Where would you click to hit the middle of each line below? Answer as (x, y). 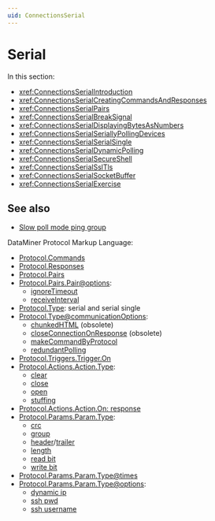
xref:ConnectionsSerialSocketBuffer (77, 175)
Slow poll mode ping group (63, 227)
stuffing (43, 400)
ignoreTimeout (54, 292)
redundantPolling (58, 350)
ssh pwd (44, 501)
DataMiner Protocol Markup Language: (70, 243)
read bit (43, 459)
